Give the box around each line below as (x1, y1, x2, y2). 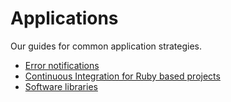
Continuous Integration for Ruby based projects (24, 70, 221, 82)
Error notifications (24, 59, 100, 71)
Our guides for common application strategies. (10, 40, 203, 52)
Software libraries (24, 80, 98, 92)
